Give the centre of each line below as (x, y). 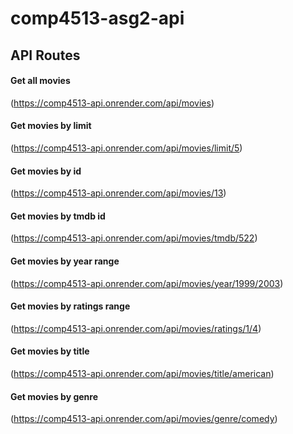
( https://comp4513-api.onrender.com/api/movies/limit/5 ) (126, 148)
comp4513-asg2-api (97, 18)
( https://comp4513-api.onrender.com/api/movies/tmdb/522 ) (134, 238)
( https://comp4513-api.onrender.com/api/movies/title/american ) (142, 373)
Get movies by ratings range (70, 306)
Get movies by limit (51, 126)
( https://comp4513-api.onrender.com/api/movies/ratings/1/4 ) (136, 328)
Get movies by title (50, 351)
